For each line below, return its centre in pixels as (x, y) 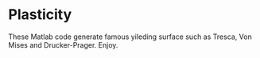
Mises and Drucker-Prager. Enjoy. (63, 44)
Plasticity (40, 15)
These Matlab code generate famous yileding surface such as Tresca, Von (130, 37)
